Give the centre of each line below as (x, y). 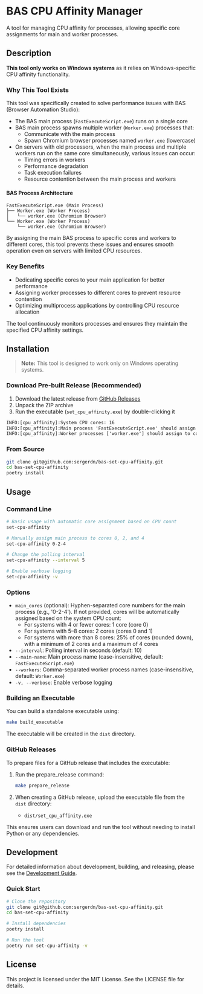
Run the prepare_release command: (60, 774)
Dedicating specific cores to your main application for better (90, 280)
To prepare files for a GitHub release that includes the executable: (88, 763)
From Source (25, 450)
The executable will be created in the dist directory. (71, 734)
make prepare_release (42, 786)
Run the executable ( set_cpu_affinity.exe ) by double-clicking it (95, 411)
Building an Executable (41, 698)
